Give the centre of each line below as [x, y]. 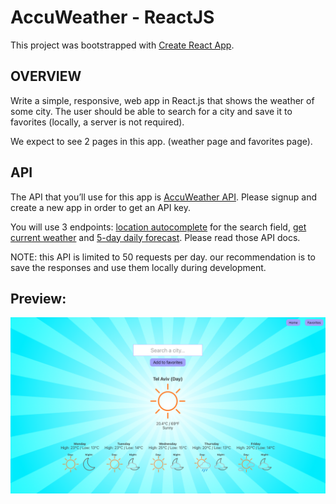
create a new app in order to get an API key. [100, 207]
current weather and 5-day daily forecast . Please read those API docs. [155, 237]
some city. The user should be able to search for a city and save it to [151, 111]
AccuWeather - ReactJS [112, 17]
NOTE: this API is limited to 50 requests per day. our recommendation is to [163, 257]
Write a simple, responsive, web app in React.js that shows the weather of [162, 100]
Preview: [38, 298]
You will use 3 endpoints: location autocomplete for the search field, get [158, 227]
